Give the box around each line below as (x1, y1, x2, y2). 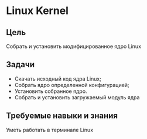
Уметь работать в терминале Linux (6, 126, 94, 133)
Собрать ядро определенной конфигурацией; (14, 81, 130, 88)
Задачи (6, 60, 35, 69)
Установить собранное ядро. (14, 88, 87, 95)
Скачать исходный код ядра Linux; (14, 75, 101, 82)
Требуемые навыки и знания (6, 111, 118, 121)
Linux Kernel (6, 4, 69, 18)
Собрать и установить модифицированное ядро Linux (6, 43, 142, 50)
